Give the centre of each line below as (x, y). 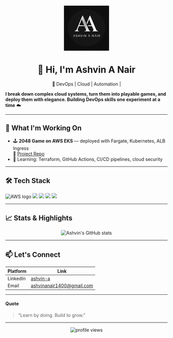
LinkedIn (16, 278)
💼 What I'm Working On (44, 128)
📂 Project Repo (29, 154)
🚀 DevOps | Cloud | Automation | (86, 84)
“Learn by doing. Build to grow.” (52, 315)
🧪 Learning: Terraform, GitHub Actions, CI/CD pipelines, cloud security (88, 159)
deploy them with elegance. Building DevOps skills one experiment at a (83, 99)
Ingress (21, 148)
